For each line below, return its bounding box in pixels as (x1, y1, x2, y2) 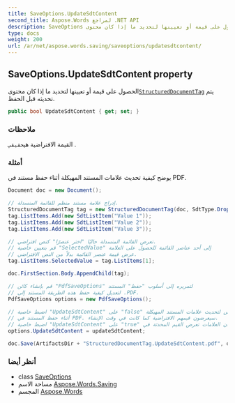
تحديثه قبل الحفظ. (8, 94, 55, 102)
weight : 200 (8, 36, 43, 43)
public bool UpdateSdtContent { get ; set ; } (8, 107, 139, 115)
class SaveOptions (17, 372, 72, 381)
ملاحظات (8, 124, 36, 134)
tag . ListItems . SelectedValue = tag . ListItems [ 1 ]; (8, 257, 156, 265)
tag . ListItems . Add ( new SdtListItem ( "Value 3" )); (8, 225, 152, 232)
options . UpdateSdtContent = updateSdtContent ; (8, 328, 146, 335)
